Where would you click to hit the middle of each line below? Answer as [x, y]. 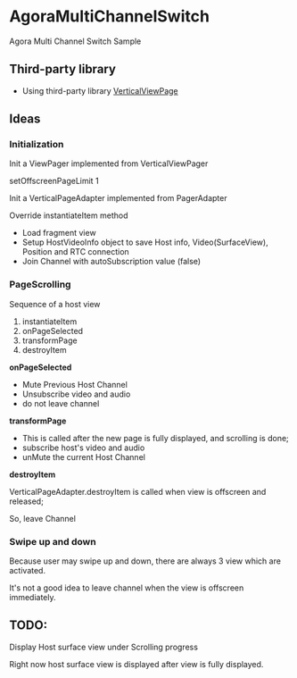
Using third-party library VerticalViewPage [100, 90]
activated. [28, 571]
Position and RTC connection [75, 252]
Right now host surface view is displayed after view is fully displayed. [136, 664]
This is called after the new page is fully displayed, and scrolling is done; [156, 438]
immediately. [33, 598]
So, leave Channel [42, 518]
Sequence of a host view [55, 304]
